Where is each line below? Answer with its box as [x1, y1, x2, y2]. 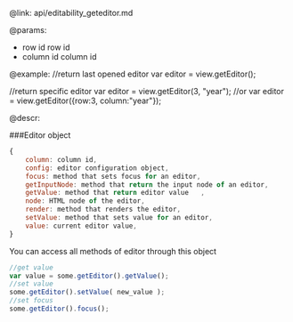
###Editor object [9, 130, 71, 141]
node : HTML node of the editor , [25, 197, 145, 205]
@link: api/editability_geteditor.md [9, 8, 134, 18]
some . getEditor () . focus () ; [9, 304, 110, 313]
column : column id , [25, 155, 98, 164]
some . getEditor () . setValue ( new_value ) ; [9, 288, 166, 297]
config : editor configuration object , [25, 164, 169, 173]
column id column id [21, 52, 97, 61]
